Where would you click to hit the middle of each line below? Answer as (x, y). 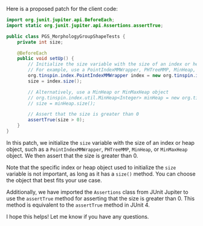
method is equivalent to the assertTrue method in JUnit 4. (78, 205)
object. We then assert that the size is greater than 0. (72, 155)
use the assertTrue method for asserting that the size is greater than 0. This (101, 198)
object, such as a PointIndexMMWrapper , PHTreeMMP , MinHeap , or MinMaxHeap (97, 149)
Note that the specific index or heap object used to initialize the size (91, 167)
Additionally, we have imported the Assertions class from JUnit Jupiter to (97, 192)
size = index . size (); (55, 81)
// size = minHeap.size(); (62, 103)
